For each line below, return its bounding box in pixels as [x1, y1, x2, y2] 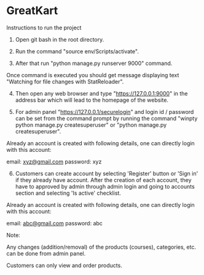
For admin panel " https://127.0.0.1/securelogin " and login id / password [15, 108, 194, 115]
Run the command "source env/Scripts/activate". [15, 47, 139, 55]
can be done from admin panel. [6, 249, 86, 257]
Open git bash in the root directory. [15, 36, 104, 43]
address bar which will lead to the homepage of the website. [15, 96, 169, 104]
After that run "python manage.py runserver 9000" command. [15, 59, 173, 67]
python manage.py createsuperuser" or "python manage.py [15, 121, 167, 129]
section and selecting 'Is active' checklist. [15, 189, 122, 197]
